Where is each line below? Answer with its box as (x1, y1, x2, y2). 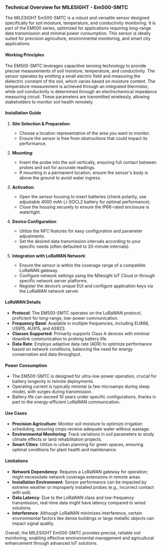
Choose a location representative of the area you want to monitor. (19, 130, 150, 136)
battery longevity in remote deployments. (12, 379, 94, 384)
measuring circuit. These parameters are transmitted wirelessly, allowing (5, 94, 150, 100)
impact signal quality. (12, 520, 55, 526)
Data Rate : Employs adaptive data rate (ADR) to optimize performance (12, 341, 152, 346)
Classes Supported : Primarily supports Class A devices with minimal (12, 330, 150, 336)
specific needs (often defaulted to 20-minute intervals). (19, 243, 130, 249)
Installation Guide (5, 110, 42, 116)
